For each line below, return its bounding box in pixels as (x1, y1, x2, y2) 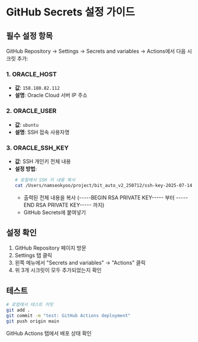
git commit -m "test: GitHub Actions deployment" (6, 313, 131, 319)
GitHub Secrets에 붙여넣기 (23, 208, 86, 216)
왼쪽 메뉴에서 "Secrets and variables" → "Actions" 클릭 (14, 259, 146, 266)
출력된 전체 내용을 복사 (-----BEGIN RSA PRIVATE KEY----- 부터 (23, 193, 175, 201)
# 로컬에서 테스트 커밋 (6, 302, 54, 308)
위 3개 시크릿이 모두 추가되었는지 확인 (14, 267, 102, 274)
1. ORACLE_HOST (6, 70, 57, 78)
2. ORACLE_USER (6, 107, 57, 115)
